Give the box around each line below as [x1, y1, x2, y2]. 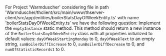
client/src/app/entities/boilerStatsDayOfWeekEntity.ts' [5, 15, 116, 20]
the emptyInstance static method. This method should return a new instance [5, 25, 161, 31]
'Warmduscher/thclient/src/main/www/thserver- [5, 9, 105, 15]
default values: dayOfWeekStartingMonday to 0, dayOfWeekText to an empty [5, 36, 155, 42]
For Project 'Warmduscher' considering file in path [5, 4, 109, 10]
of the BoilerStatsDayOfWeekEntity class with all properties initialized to [5, 31, 153, 36]
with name [117, 15, 139, 20]
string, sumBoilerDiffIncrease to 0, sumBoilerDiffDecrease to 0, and [5, 41, 145, 47]
